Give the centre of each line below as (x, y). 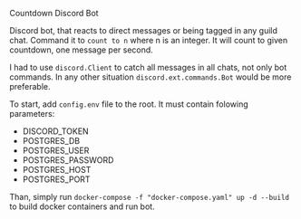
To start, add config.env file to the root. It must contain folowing (129, 104)
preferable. (30, 86)
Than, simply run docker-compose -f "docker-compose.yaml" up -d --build (150, 197)
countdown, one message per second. (82, 50)
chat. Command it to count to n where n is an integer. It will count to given (149, 40)
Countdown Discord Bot (54, 13)
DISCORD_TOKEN (55, 131)
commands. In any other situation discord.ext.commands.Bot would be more (150, 77)
